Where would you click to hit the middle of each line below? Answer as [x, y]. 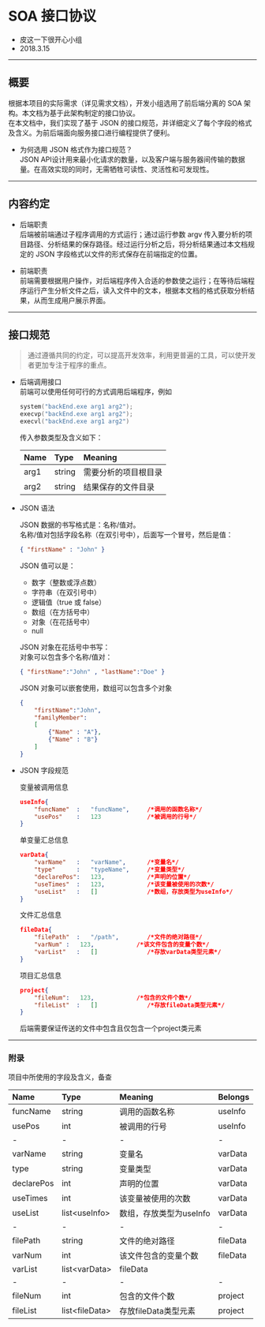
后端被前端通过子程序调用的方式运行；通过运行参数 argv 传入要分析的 [132, 234]
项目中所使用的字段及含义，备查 [60, 1077]
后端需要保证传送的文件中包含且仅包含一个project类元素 [110, 1028]
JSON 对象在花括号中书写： [65, 647]
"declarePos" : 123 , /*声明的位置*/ [112, 877]
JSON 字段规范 [44, 770]
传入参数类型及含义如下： [61, 437]
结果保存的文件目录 [119, 487]
